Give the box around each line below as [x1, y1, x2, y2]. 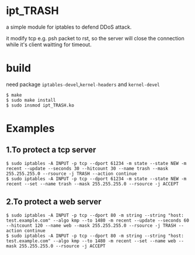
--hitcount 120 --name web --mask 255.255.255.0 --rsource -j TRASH [6, 222, 176, 229]
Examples [6, 122, 55, 135]
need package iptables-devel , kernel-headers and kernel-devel [6, 81, 160, 88]
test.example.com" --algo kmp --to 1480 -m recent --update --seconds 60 [6, 218, 190, 223]
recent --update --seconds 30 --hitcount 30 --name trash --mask [6, 166, 168, 171]
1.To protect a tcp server [6, 145, 96, 155]
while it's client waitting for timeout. [6, 41, 92, 48]
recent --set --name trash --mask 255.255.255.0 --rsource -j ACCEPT [6, 181, 179, 187]
